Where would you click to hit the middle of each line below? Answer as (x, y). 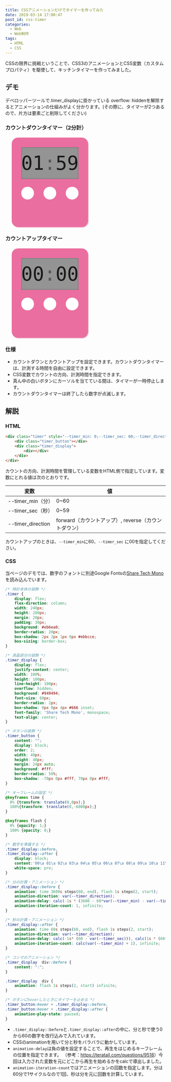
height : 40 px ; (29, 759)
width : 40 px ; (28, 755)
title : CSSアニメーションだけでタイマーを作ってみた (54, 10)
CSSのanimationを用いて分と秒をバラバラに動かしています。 (76, 1042)
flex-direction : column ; (41, 604)
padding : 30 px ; (31, 622)
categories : (18, 24)
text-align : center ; (36, 717)
